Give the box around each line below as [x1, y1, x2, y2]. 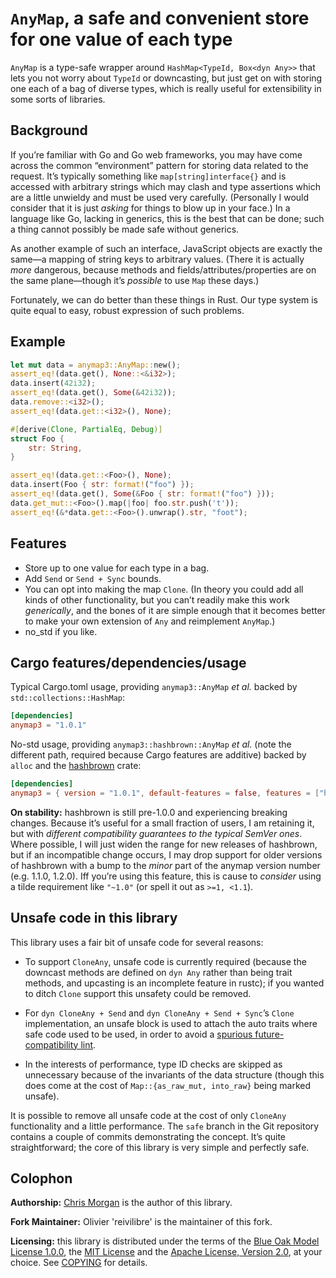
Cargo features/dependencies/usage [10, 654, 247, 671]
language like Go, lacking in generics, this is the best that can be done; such [10, 212, 325, 224]
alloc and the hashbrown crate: [10, 760, 142, 772]
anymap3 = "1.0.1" [10, 720, 87, 731]
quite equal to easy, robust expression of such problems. [10, 304, 245, 316]
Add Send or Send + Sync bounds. [24, 572, 162, 584]
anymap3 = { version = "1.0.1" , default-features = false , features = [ [10, 788, 320, 798]
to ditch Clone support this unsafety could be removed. [24, 987, 252, 999]
